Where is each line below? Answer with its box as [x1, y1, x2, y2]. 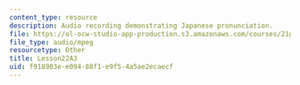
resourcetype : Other [9, 46, 87, 55]
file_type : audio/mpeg [9, 37, 94, 47]
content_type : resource [9, 12, 98, 22]
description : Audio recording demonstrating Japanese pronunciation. [9, 21, 274, 30]
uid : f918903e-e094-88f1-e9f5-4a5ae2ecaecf [9, 63, 174, 72]
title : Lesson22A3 [9, 54, 78, 63]
